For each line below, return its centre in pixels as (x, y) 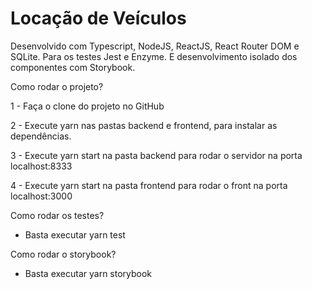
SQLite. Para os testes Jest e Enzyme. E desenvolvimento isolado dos (154, 56)
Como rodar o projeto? (57, 86)
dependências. (41, 136)
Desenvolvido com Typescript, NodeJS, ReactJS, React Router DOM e (155, 46)
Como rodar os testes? (57, 215)
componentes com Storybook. (73, 67)
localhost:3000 (41, 196)
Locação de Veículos (98, 18)
